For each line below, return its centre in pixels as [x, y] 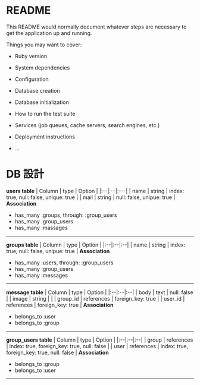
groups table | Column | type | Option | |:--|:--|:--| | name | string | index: [96, 245]
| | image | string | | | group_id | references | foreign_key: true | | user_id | [96, 298]
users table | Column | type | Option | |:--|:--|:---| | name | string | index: [95, 191]
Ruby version [31, 56]
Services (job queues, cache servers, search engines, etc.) [87, 125]
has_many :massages [41, 228]
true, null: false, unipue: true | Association [58, 251]
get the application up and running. [49, 33]
